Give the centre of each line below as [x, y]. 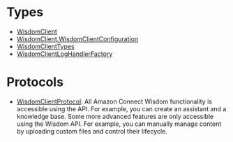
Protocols [35, 82]
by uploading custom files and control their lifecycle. [92, 131]
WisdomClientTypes [45, 46]
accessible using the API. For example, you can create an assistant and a [121, 108]
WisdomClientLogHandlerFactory [65, 54]
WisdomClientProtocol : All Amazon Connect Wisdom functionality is [114, 101]
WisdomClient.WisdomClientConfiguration [77, 38]
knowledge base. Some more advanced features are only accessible [115, 116]
